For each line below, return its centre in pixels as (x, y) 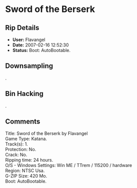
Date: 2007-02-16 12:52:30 (40, 45)
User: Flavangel (29, 39)
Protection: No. (21, 149)
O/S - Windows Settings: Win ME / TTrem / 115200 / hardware (69, 165)
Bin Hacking (24, 94)
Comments (23, 122)
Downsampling (29, 66)
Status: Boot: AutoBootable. (41, 50)
